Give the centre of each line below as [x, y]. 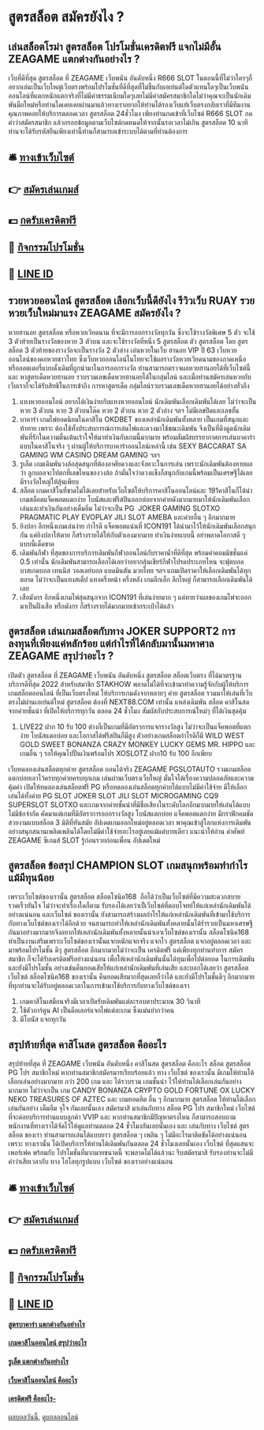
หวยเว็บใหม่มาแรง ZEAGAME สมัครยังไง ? [95, 313]
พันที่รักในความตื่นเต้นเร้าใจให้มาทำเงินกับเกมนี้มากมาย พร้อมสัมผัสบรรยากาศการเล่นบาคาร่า [137, 437]
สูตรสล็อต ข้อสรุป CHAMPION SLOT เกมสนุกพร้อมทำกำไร [128, 865]
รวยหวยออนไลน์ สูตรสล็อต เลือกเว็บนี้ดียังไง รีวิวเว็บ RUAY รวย [131, 301]
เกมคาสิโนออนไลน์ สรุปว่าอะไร [48, 1343]
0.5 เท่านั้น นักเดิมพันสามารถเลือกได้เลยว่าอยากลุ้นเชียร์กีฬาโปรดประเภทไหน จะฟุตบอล [132, 561]
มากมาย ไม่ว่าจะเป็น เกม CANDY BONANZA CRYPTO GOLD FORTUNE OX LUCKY [132, 1090]
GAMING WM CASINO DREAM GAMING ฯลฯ [89, 455]
